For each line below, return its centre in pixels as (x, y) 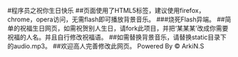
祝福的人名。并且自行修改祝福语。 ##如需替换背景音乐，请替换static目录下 (117, 37)
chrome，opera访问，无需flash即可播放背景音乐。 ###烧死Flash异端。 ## (116, 19)
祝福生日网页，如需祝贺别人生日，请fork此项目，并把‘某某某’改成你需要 (124, 28)
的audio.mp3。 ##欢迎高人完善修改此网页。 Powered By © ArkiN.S (106, 46)
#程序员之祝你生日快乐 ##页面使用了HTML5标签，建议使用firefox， (106, 10)
